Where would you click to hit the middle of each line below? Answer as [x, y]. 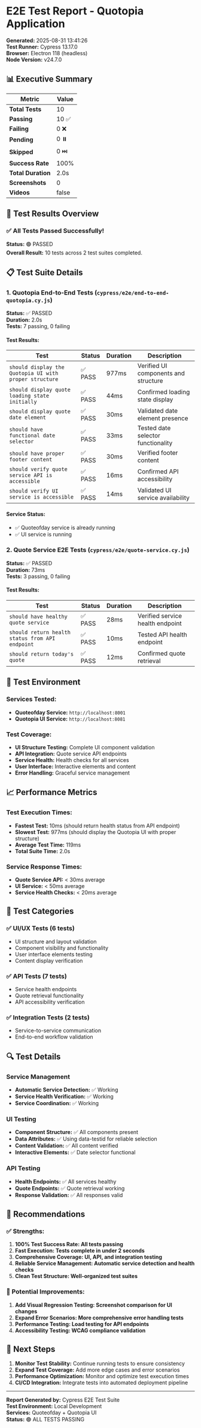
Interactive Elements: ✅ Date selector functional [75, 1153]
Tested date [154, 428]
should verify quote [38, 469]
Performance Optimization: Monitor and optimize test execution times [102, 1376]
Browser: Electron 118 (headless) [47, 53]
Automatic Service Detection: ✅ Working [66, 1090]
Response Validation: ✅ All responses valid [69, 1195]
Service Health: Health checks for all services [72, 760]
